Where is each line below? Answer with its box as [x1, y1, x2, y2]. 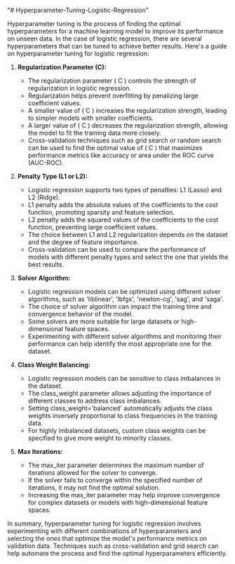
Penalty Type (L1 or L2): [17, 172, 88, 180]
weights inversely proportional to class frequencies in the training [27, 412, 217, 419]
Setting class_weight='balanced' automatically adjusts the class [27, 404, 213, 412]
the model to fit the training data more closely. [27, 129, 161, 137]
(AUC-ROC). [27, 159, 65, 167]
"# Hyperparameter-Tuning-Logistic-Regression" [7, 6, 149, 14]
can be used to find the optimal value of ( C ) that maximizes [27, 144, 203, 152]
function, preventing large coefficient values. [27, 223, 158, 231]
